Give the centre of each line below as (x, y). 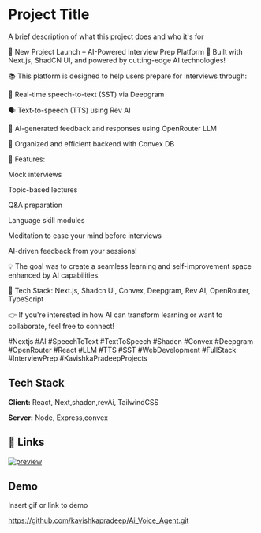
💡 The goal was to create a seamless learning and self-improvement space (130, 266)
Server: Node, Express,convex (58, 418)
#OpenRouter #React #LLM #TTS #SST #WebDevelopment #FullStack (122, 350)
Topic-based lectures (43, 189)
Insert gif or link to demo (48, 505)
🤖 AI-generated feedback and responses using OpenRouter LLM (112, 128)
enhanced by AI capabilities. (54, 275)
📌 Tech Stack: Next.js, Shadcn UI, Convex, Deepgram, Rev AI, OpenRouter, (129, 290)
